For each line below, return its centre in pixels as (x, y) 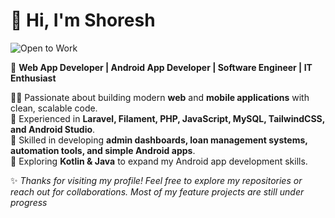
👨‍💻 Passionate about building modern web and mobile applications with (160, 97)
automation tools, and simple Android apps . (103, 150)
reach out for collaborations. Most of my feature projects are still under (157, 191)
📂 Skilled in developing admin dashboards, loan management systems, (159, 140)
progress (29, 202)
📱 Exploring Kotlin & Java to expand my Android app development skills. (159, 161)
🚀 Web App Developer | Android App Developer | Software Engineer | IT (161, 67)
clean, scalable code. (54, 108)
